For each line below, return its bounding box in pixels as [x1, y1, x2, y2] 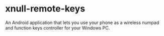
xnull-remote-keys [5, 3, 86, 14]
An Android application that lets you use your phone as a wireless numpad [5, 19, 159, 25]
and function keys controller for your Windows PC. [5, 24, 110, 30]
